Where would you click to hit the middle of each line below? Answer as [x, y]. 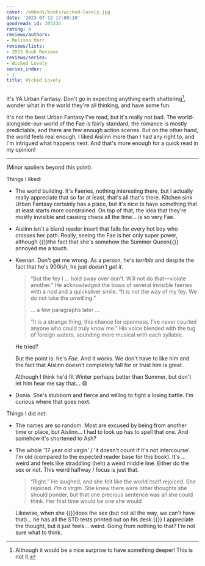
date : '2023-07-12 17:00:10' [43, 18]
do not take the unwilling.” [63, 298]
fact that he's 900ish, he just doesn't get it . [69, 266]
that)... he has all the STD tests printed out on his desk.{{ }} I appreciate [104, 519]
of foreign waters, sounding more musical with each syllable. [107, 335]
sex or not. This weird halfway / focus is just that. [77, 469]
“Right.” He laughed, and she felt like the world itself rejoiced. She [113, 482]
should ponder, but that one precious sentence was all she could [112, 494]
